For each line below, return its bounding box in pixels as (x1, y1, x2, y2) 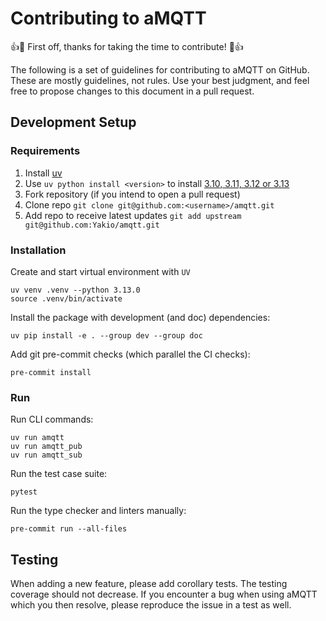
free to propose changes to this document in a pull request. (10, 85, 255, 97)
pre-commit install (10, 367, 92, 377)
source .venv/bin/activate (10, 293, 123, 304)
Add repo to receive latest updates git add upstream (24, 209, 242, 221)
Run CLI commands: (10, 413, 94, 426)
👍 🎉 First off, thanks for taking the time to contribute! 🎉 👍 (10, 40, 244, 52)
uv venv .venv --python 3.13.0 (10, 285, 141, 295)
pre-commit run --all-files (10, 524, 128, 534)
